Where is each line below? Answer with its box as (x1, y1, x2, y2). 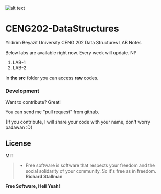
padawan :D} (5, 124, 33, 130)
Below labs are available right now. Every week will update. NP (5, 49, 137, 56)
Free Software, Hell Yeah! (5, 183, 60, 189)
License (5, 139, 31, 148)
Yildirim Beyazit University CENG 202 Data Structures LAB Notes (5, 39, 142, 45)
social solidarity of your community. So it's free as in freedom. (25, 168, 157, 174)
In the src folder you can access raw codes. (5, 75, 99, 81)
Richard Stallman (25, 174, 63, 180)
